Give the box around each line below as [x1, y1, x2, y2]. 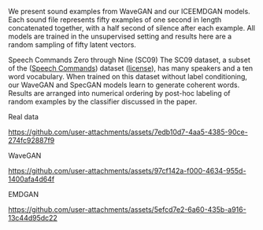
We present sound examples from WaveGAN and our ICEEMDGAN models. [8, 7, 250, 16]
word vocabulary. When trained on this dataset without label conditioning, [8, 72, 248, 81]
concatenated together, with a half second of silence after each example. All [8, 24, 256, 32]
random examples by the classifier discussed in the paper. [8, 97, 198, 106]
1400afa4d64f [8, 174, 55, 184]
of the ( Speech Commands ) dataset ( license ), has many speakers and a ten [8, 64, 254, 73]
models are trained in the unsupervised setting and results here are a [8, 31, 232, 41]
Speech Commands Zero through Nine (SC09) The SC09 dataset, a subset [8, 55, 250, 64]
